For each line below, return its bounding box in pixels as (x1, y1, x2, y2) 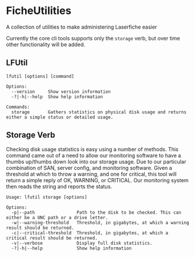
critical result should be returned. (6, 235, 98, 241)
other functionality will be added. (6, 41, 86, 48)
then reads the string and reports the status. (6, 183, 113, 190)
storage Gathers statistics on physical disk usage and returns (11, 109, 187, 115)
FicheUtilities (6, 4, 72, 18)
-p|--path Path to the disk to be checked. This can (11, 209, 182, 216)
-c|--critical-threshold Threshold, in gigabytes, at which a (11, 230, 168, 236)
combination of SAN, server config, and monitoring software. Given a (6, 164, 172, 171)
